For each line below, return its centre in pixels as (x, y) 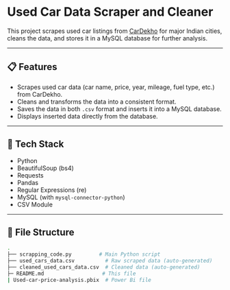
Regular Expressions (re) (52, 190)
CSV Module (35, 204)
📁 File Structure (41, 232)
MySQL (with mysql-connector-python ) (71, 197)
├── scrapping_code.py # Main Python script (84, 254)
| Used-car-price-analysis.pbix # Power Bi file (79, 280)
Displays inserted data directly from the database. (88, 116)
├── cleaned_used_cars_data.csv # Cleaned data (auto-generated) (104, 267)
